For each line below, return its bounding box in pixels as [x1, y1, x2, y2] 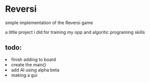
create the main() [11, 61, 46, 67]
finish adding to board [11, 56, 56, 62]
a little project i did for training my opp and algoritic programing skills [5, 29, 145, 35]
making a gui [11, 72, 38, 78]
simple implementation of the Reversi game [5, 20, 93, 26]
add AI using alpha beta [11, 67, 60, 73]
